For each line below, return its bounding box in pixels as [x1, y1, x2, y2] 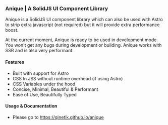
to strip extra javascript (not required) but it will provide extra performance [5, 22, 160, 28]
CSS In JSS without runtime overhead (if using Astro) [12, 75, 123, 81]
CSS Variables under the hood [12, 81, 76, 87]
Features [5, 59, 24, 65]
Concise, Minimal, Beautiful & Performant [12, 86, 98, 92]
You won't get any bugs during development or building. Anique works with [5, 42, 162, 48]
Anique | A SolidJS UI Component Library [5, 5, 108, 12]
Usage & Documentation [5, 103, 58, 109]
